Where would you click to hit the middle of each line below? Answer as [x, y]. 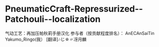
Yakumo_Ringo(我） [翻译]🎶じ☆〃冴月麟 [46, 39]
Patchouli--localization [53, 19]
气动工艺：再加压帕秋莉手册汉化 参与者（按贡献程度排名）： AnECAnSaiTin [80, 33]
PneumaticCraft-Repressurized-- [74, 9]
